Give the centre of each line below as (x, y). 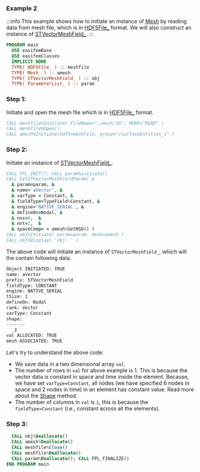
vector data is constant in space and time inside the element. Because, (102, 377)
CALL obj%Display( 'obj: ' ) (42, 240)
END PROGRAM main (28, 464)
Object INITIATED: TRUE (36, 269)
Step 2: (17, 149)
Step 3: (17, 424)
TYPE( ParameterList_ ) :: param (53, 84)
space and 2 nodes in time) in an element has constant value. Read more (104, 390)
